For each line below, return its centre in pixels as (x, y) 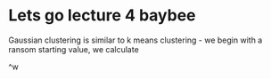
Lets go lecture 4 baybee (103, 16)
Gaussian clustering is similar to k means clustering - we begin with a (135, 40)
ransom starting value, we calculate (74, 49)
